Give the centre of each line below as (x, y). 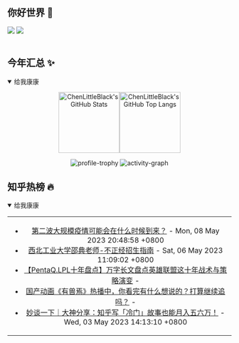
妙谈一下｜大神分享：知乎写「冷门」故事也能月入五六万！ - (126, 313)
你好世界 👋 (30, 13)
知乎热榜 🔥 (31, 187)
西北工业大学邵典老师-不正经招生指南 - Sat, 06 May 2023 (126, 250)
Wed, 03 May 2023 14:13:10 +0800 (126, 322)
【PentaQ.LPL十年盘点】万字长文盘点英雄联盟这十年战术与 (122, 270)
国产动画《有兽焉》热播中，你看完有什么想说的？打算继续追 (126, 292)
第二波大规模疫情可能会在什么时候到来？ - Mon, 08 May (126, 231)
